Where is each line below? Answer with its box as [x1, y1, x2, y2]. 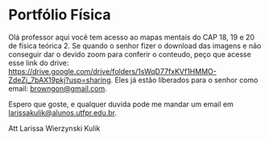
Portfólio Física [8, 6, 111, 24]
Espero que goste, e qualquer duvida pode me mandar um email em [8, 99, 234, 109]
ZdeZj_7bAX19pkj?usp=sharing [8, 75, 111, 85]
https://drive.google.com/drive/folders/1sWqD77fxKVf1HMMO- [8, 66, 217, 76]
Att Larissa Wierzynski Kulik [8, 123, 101, 133]
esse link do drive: [8, 58, 69, 68]
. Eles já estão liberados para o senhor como [110, 75, 259, 85]
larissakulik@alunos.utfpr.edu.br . [8, 107, 118, 118]
